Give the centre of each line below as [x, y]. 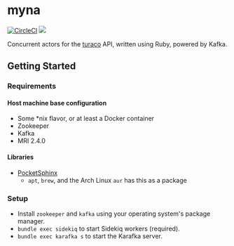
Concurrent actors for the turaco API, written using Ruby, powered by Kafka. [117, 44]
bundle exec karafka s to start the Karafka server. [90, 236]
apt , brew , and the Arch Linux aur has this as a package [107, 180]
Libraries [20, 157]
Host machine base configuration [57, 103]
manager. [31, 221]
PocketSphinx [37, 173]
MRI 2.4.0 [31, 141]
